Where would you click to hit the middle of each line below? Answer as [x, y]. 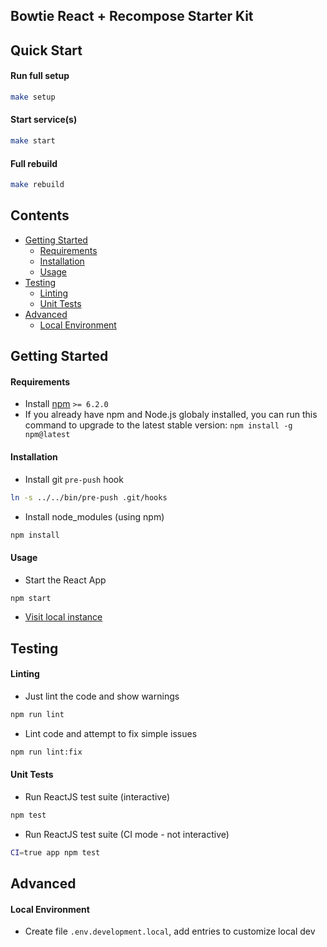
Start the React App [65, 580]
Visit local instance [63, 617]
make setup [33, 97]
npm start [31, 598]
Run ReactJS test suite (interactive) [97, 797]
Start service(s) [44, 120]
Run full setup [40, 76]
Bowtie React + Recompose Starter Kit [132, 16]
